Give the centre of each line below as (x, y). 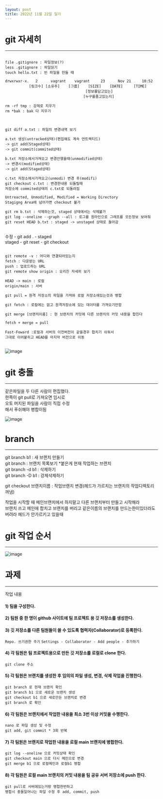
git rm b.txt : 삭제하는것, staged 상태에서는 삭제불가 (56, 212)
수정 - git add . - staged (28, 237)
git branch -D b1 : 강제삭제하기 (35, 475)
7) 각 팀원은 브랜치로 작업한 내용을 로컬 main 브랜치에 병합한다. (64, 742)
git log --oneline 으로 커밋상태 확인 (40, 753)
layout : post (18, 9)
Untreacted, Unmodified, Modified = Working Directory (62, 197)
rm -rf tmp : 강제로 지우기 (30, 106)
